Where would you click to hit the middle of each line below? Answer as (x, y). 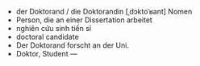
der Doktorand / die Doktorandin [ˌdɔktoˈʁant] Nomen (104, 12)
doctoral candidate (47, 37)
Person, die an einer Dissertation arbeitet (84, 20)
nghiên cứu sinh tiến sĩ (53, 28)
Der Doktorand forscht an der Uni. (72, 45)
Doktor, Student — (47, 54)
